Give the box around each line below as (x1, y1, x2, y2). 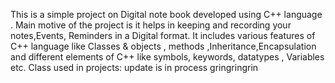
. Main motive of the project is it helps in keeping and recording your (10, 19, 292, 31)
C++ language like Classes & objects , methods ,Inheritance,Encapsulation (10, 40, 317, 52)
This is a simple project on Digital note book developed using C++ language (10, 9, 323, 20)
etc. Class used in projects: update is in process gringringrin (10, 62, 259, 73)
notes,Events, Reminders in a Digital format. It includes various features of (10, 30, 316, 41)
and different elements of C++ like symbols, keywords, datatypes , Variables (10, 51, 325, 63)
